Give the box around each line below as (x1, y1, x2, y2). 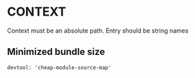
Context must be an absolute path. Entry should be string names (7, 26, 189, 35)
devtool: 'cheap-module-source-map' (7, 64, 112, 71)
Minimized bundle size (7, 46, 105, 58)
